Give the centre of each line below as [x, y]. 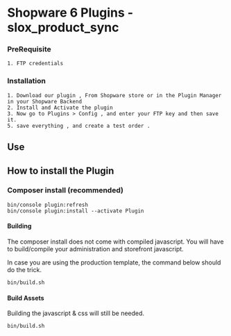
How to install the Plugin [61, 170]
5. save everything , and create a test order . [79, 126]
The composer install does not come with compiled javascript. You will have [115, 242]
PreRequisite [29, 49]
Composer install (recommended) [65, 190]
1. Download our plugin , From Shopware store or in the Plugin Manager [114, 95]
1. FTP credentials [35, 64]
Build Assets [26, 298]
